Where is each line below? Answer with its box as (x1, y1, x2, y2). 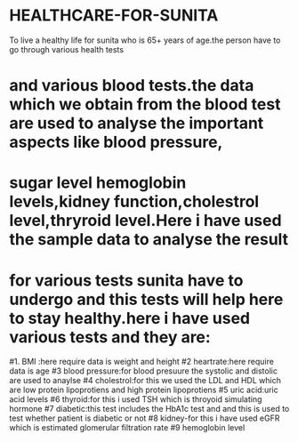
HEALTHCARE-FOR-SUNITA (9, 5, 219, 26)
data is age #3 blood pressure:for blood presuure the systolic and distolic (9, 366, 278, 376)
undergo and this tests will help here (9, 289, 284, 309)
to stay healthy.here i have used (9, 308, 251, 328)
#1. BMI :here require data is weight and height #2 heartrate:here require (9, 357, 274, 367)
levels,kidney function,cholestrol (9, 192, 260, 212)
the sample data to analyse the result (9, 229, 289, 250)
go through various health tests (9, 44, 125, 54)
